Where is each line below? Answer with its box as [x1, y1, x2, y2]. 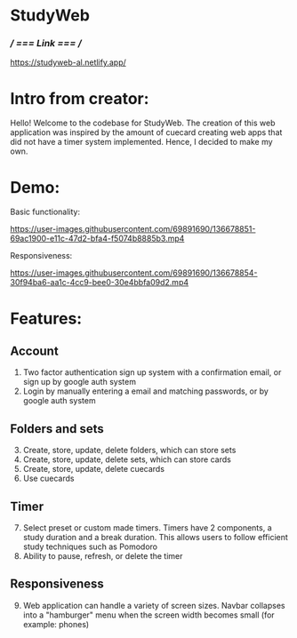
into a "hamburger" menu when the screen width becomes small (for [22, 610, 275, 620]
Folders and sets [10, 421, 105, 436]
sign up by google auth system [22, 377, 137, 387]
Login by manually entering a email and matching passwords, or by [22, 386, 269, 396]
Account [10, 343, 59, 358]
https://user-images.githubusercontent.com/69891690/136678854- [10, 267, 258, 278]
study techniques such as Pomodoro [22, 541, 158, 552]
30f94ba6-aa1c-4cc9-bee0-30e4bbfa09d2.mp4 [10, 277, 189, 288]
